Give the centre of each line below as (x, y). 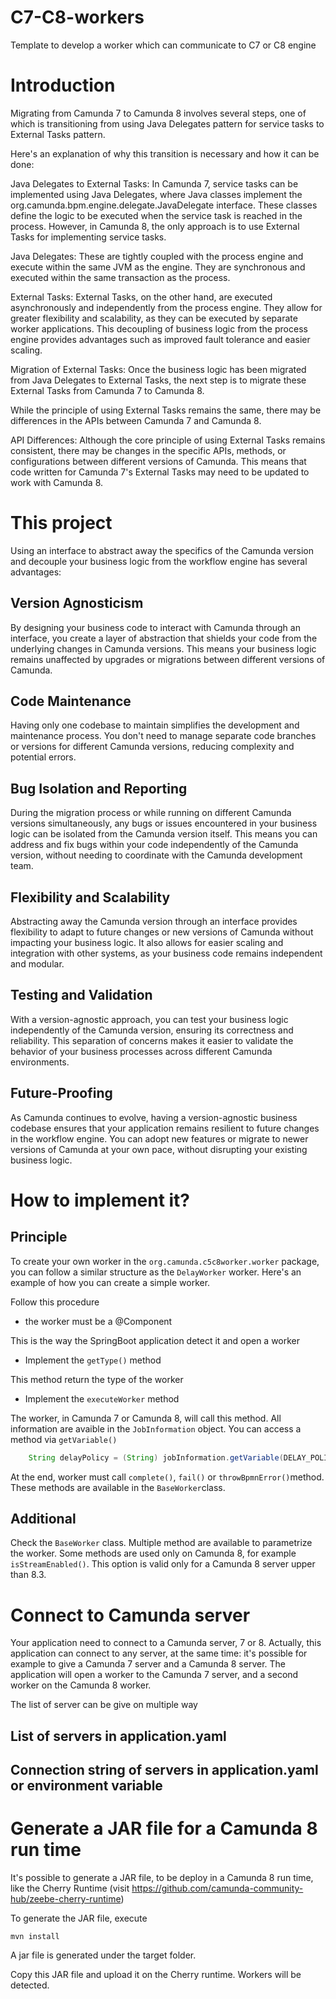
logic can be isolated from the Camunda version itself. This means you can (164, 834)
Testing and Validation (81, 995)
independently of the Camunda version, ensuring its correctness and (152, 1030)
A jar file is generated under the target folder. (103, 1955)
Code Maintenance (71, 701)
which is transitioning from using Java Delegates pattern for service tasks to (167, 123)
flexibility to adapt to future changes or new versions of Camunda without (162, 932)
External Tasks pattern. (58, 134)
